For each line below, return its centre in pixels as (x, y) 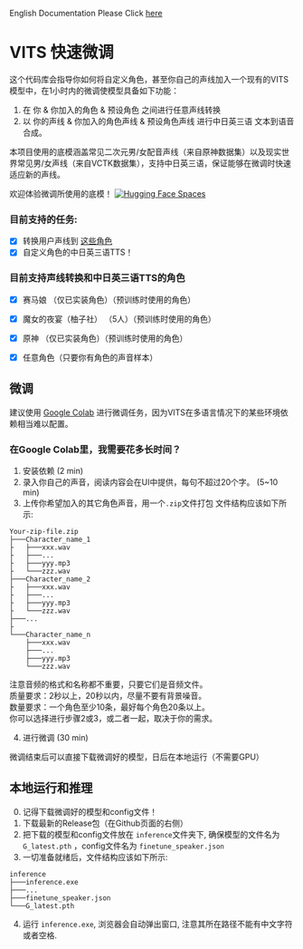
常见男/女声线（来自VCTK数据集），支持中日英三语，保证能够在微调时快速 (154, 163)
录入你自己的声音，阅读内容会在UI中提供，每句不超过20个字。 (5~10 (150, 482)
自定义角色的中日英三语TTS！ (78, 252)
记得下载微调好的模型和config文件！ (90, 811)
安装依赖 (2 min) (53, 471)
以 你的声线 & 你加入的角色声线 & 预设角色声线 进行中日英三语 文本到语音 (158, 121)
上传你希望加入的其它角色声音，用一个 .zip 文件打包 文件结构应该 (143, 503)
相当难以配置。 (45, 423)
